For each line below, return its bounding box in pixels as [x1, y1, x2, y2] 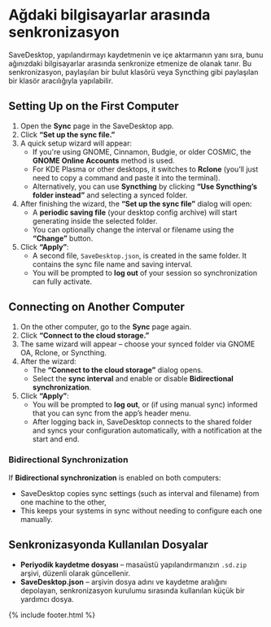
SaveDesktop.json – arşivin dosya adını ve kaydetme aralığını [20, 577, 228, 586]
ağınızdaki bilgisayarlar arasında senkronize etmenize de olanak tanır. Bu [8, 59, 252, 68]
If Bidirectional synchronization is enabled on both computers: [8, 472, 221, 482]
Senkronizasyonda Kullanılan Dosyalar [8, 538, 209, 552]
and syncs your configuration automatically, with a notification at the [32, 425, 263, 435]
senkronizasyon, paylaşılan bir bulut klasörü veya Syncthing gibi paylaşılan [8, 67, 259, 76]
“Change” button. [32, 233, 94, 243]
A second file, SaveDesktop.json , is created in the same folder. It [32, 250, 247, 260]
